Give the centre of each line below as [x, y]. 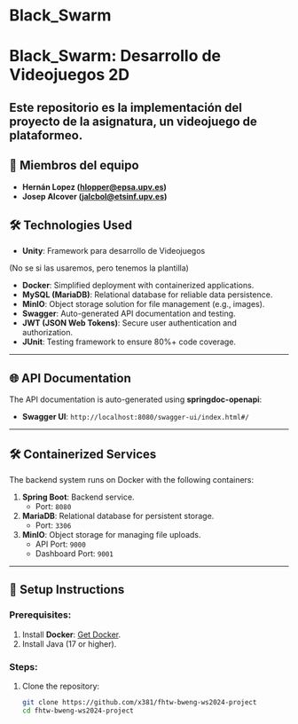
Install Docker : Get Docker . [71, 634]
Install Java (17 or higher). [69, 643]
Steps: [24, 666]
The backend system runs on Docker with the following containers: [132, 480]
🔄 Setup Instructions [67, 590]
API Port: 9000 [60, 544]
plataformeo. [46, 135]
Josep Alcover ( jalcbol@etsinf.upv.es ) [94, 196]
